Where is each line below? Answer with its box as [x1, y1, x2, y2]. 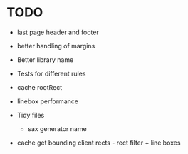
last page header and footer [16, 28, 99, 36]
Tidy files [16, 111, 45, 119]
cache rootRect [16, 83, 63, 91]
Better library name [16, 55, 74, 64]
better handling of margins [16, 41, 95, 50]
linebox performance [16, 97, 79, 106]
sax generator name [27, 124, 87, 133]
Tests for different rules [16, 69, 86, 78]
